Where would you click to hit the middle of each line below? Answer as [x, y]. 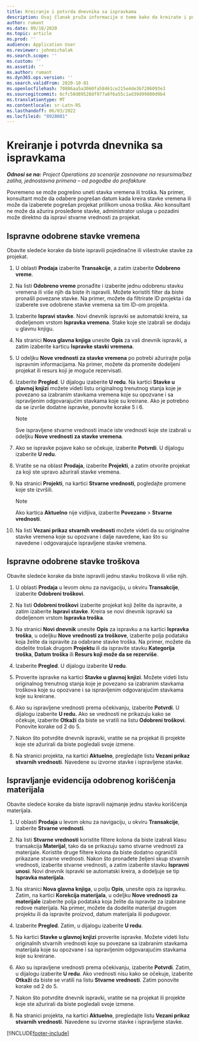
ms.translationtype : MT [36, 99]
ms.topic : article [29, 34]
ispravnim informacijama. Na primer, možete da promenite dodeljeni [98, 364]
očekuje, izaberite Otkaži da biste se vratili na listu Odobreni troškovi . [101, 720]
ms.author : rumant [29, 72]
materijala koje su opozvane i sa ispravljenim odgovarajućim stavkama [101, 949]
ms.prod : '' [21, 39]
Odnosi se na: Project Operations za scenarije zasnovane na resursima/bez [99, 175]
